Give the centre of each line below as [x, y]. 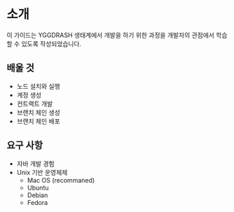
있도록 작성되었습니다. [51, 43]
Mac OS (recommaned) [61, 180]
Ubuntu [38, 188]
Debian [37, 195]
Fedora [37, 202]
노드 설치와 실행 [38, 86]
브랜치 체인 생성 [38, 112]
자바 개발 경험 [35, 163]
